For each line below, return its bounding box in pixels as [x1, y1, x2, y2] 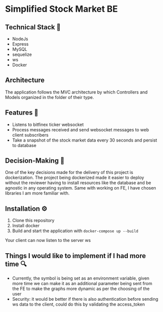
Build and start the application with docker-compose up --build [12, 228, 139, 234]
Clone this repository [12, 217, 55, 223]
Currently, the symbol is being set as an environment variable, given [12, 275, 150, 281]
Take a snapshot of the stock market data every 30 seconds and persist [12, 137, 158, 143]
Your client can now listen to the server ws [5, 238, 91, 243]
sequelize [12, 51, 32, 57]
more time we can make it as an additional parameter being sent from [12, 281, 153, 287]
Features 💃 [5, 109, 39, 117]
